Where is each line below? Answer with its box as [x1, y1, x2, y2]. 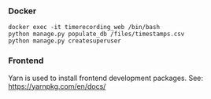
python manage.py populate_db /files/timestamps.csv [8, 30, 185, 38]
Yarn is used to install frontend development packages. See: [8, 73, 203, 82]
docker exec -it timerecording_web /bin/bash [8, 24, 160, 31]
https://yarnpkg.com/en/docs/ [8, 81, 106, 91]
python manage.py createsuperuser [8, 37, 122, 45]
